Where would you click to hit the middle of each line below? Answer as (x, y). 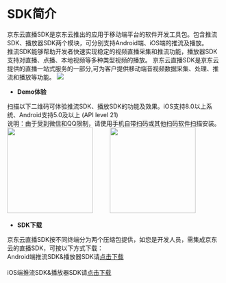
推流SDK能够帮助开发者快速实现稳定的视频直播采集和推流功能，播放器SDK (112, 51)
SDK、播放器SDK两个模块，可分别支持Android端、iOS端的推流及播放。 (107, 42)
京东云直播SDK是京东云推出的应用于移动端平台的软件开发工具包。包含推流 (112, 34)
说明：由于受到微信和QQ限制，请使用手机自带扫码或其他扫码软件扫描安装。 (114, 123)
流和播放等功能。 (31, 77)
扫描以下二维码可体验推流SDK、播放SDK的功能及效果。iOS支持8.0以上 (107, 106)
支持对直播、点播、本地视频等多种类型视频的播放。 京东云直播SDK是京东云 (113, 60)
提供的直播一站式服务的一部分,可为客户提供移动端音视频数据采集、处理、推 (113, 69)
